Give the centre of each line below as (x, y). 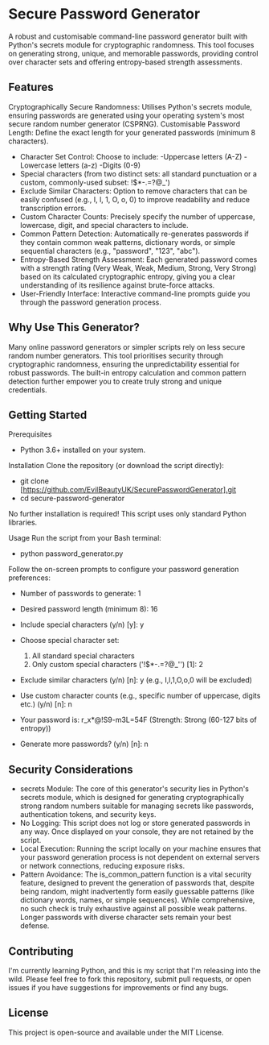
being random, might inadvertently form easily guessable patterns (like (137, 892)
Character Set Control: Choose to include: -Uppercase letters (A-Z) (131, 156)
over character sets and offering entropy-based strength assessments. (125, 62)
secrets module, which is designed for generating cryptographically (132, 798)
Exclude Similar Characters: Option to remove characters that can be (133, 191)
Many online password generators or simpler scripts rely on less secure (127, 346)
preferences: (29, 578)
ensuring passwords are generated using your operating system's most (126, 115)
